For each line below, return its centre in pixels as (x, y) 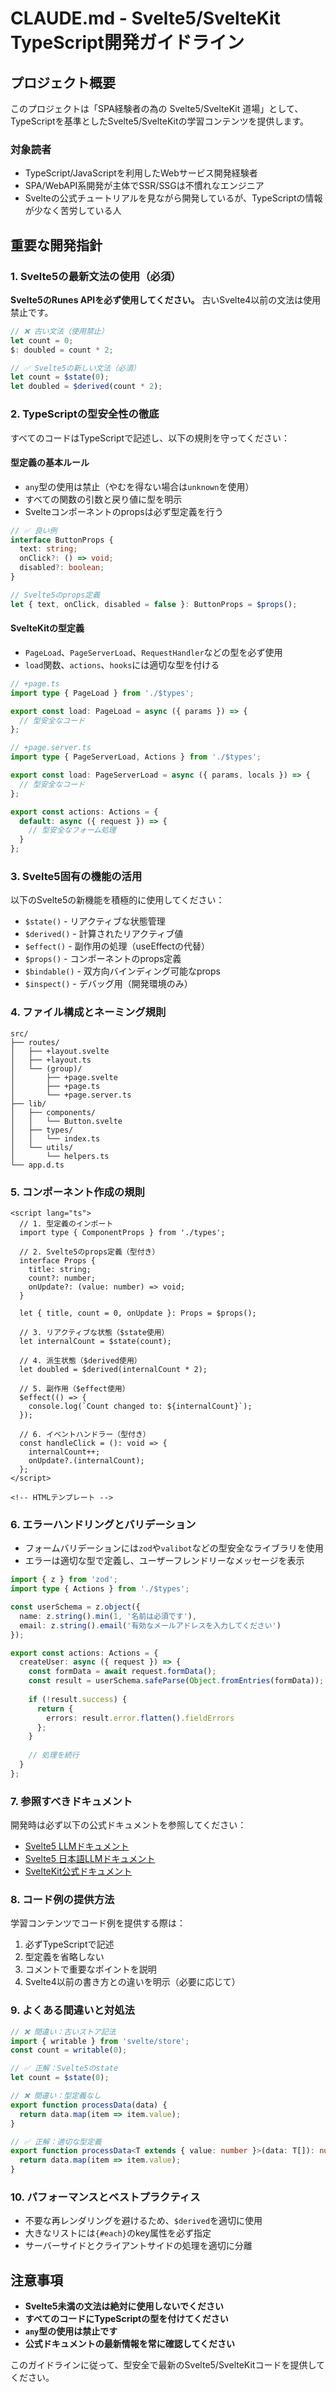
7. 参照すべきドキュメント (71, 1801)
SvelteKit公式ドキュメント (78, 1871)
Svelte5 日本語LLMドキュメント (90, 1859)
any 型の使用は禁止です (71, 2331)
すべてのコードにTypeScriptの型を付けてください (126, 2319)
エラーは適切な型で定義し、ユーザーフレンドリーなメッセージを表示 (164, 1561)
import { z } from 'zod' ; (64, 1580)
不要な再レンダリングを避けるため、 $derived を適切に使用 (143, 2221)
